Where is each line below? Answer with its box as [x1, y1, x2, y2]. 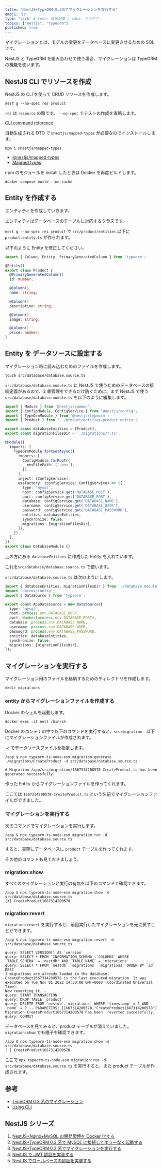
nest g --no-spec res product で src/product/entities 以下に [5, 228, 130, 234]
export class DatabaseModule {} [5, 544, 70, 549]
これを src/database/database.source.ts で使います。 [5, 564, 112, 570]
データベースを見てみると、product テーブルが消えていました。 [5, 1023, 132, 1029]
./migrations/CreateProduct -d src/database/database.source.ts [5, 759, 138, 764]
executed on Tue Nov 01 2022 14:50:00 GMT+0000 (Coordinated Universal [5, 980, 153, 985]
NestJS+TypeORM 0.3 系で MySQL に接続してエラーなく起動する [12, 1139, 143, 1145]
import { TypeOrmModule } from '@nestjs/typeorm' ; [5, 413, 110, 418]
